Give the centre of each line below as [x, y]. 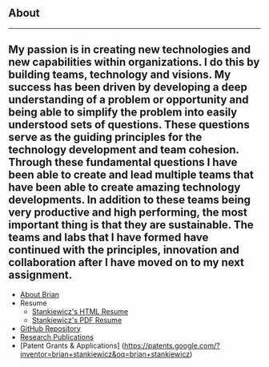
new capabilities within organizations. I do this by [134, 62]
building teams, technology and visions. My [120, 75]
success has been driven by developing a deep [128, 87]
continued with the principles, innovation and [124, 250]
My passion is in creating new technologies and [130, 50]
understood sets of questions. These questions [129, 125]
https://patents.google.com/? [172, 345]
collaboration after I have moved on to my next [126, 262]
